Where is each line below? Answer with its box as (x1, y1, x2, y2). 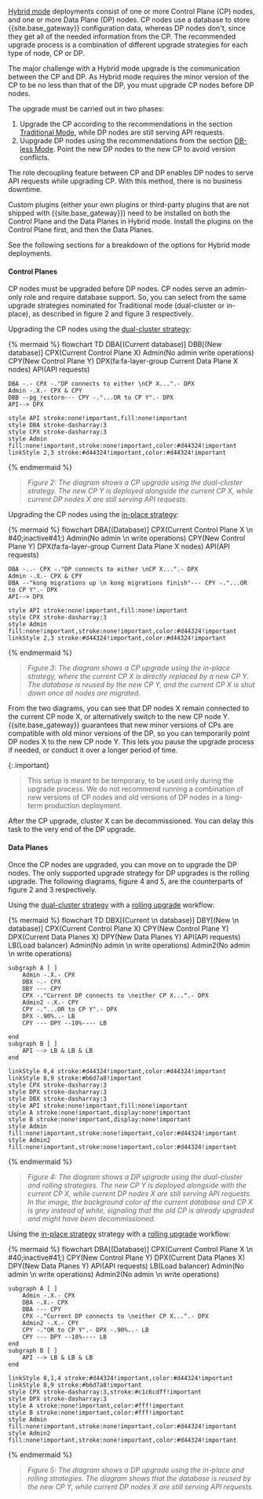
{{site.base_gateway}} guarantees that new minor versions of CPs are (8, 720, 234, 730)
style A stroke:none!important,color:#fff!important (8, 1402, 184, 1410)
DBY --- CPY (22, 985, 61, 993)
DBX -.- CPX (22, 978, 61, 986)
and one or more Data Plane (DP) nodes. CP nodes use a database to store (8, 15, 250, 24)
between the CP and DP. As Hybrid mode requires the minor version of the (8, 72, 250, 81)
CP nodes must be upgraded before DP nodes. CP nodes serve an (8, 284, 223, 294)
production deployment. (44, 801, 122, 810)
